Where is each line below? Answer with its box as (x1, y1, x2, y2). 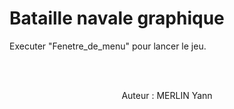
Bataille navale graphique (9, 7, 225, 30)
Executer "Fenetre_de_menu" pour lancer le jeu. (9, 40, 207, 52)
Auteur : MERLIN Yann (121, 89, 213, 101)
